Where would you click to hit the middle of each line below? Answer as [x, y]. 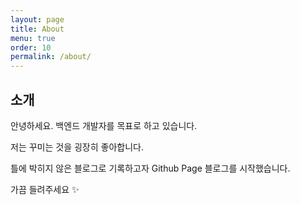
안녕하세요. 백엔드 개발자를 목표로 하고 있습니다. [104, 125]
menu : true [33, 38]
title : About [37, 29]
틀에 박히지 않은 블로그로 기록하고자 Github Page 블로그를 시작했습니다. [150, 168]
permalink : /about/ [51, 57]
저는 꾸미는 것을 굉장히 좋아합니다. [77, 147]
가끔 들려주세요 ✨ [45, 189]
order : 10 [31, 47]
